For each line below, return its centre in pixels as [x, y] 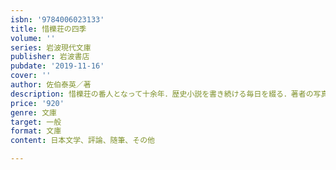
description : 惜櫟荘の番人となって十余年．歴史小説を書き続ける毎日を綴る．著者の [162, 94]
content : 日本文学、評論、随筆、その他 [82, 141]
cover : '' [31, 76]
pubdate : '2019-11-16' [57, 66]
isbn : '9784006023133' [57, 19]
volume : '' [33, 38]
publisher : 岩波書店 [50, 57]
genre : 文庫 [33, 112]
